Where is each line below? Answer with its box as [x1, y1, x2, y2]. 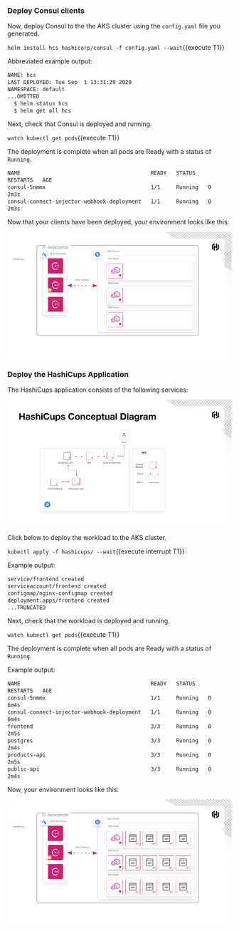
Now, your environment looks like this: [7, 785, 119, 794]
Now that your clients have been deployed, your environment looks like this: [7, 218, 230, 227]
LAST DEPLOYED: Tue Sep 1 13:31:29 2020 [7, 79, 132, 86]
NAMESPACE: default [7, 86, 65, 93]
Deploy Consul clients [7, 6, 85, 16]
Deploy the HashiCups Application [7, 369, 129, 379]
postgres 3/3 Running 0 [7, 737, 212, 744]
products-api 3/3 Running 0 [7, 751, 212, 759]
